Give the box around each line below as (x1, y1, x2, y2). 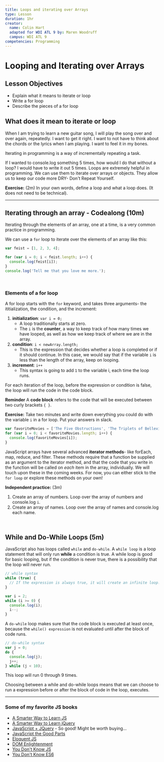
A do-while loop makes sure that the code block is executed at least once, (5, 621, 154, 627)
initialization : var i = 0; (12, 316, 62, 321)
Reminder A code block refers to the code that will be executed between (5, 397, 152, 403)
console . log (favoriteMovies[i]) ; (9, 435, 78, 440)
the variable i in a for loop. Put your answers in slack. (5, 417, 113, 423)
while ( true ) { (5, 576, 36, 581)
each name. (12, 509, 36, 515)
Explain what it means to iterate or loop (12, 93, 91, 98)
